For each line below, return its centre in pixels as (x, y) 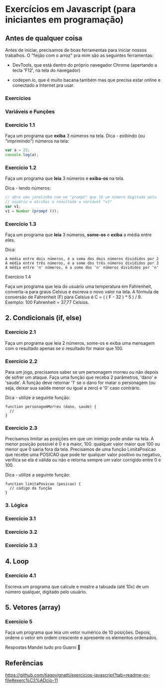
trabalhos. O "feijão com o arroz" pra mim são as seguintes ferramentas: (79, 55)
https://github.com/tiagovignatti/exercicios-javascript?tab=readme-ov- (78, 675)
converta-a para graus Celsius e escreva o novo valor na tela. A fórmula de (82, 291)
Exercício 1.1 (20, 125)
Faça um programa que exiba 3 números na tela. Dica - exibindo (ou (75, 136)
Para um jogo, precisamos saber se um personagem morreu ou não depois (82, 372)
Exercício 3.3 (21, 545)
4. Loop (17, 561)
